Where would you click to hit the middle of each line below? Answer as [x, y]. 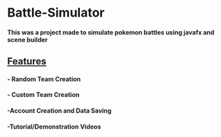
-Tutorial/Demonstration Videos [54, 127]
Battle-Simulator [56, 13]
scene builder [27, 39]
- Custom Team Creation [43, 95]
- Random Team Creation [44, 79]
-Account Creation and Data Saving [59, 110]
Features [27, 61]
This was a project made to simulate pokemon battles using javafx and [111, 32]
